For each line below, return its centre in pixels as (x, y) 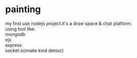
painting (23, 9)
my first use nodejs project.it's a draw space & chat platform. (69, 23)
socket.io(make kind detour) (35, 50)
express (14, 45)
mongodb (15, 34)
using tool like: (20, 28)
